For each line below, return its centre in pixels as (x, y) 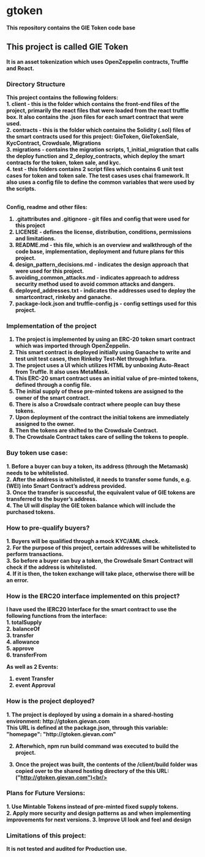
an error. (17, 580)
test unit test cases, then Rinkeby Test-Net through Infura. (91, 359)
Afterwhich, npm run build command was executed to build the (97, 746)
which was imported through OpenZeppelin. (73, 346)
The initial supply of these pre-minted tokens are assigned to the (99, 391)
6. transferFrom (27, 655)
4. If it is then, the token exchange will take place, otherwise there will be (100, 573)
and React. (20, 68)
